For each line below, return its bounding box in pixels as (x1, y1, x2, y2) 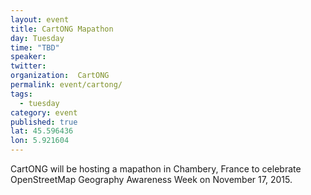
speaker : (10, 52, 47, 62)
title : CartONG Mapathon (10, 24, 114, 34)
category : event (10, 107, 78, 118)
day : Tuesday (10, 33, 65, 43)
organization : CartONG (10, 71, 110, 81)
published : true (10, 117, 78, 127)
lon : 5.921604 (10, 136, 70, 146)
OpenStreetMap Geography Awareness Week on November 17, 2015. (10, 174, 293, 185)
